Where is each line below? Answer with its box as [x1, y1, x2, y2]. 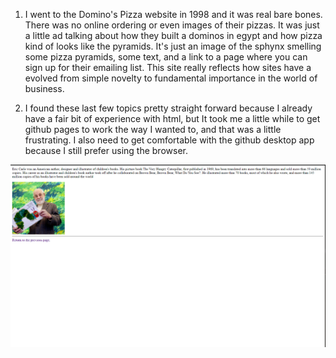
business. [24, 83, 65, 94]
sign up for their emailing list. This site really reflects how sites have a [24, 62, 312, 73]
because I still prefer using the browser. [24, 145, 188, 156]
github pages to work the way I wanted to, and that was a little [24, 124, 282, 135]
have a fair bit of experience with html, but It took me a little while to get [24, 113, 321, 124]
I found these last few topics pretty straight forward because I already [24, 102, 313, 114]
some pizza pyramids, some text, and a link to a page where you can [24, 51, 308, 63]
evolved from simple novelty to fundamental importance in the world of [24, 72, 318, 84]
